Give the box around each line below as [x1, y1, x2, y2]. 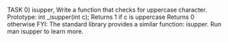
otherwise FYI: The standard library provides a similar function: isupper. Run [7, 20, 222, 28]
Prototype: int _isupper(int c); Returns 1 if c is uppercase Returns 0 [7, 13, 195, 21]
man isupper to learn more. [7, 27, 84, 35]
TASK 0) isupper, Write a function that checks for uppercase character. [7, 6, 207, 14]
